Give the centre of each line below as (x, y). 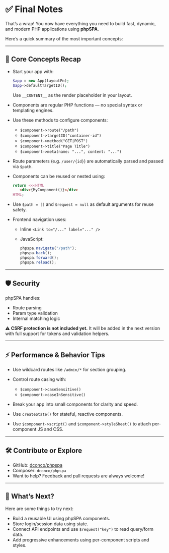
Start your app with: (33, 71)
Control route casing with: (39, 379)
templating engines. (33, 110)
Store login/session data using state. (50, 524)
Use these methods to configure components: (60, 120)
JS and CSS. (51, 429)
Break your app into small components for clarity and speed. (75, 404)
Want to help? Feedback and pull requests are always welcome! (78, 476)
